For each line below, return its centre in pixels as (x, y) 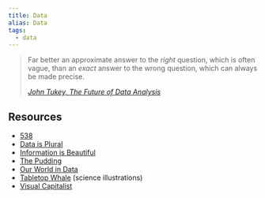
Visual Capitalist (46, 186)
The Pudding (40, 161)
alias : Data (28, 23)
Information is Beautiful (58, 153)
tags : (17, 30)
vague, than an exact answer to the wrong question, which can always (142, 69)
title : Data (28, 15)
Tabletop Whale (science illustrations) (81, 177)
